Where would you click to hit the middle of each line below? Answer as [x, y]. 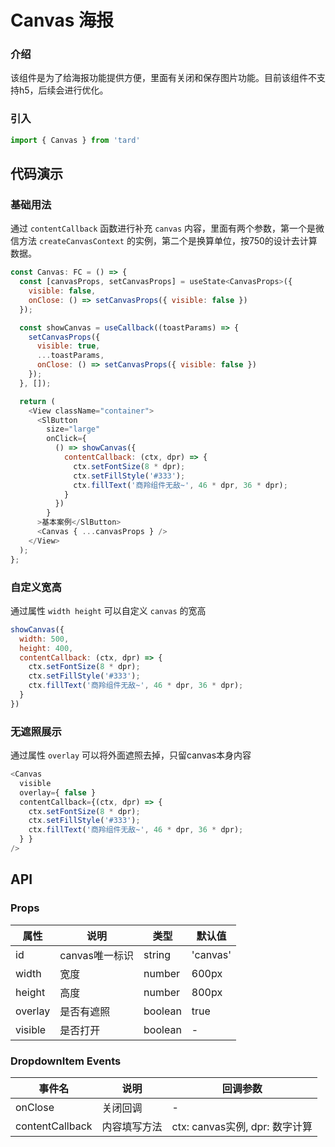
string [157, 954]
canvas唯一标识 [97, 955]
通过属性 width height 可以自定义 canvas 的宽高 [108, 610]
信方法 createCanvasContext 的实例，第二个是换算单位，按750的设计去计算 [164, 241]
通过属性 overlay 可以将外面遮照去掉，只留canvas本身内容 [131, 755]
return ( [37, 401]
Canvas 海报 [62, 20]
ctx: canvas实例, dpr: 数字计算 [242, 1126]
